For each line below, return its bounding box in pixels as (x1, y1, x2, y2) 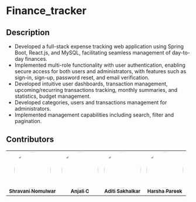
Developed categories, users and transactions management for (14, 99, 167, 106)
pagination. (14, 118, 42, 124)
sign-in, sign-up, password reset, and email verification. (14, 74, 150, 81)
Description (6, 28, 50, 37)
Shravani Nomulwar (9, 187, 56, 194)
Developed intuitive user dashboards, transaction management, (14, 80, 168, 87)
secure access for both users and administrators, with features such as (14, 68, 187, 74)
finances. (25, 56, 48, 62)
